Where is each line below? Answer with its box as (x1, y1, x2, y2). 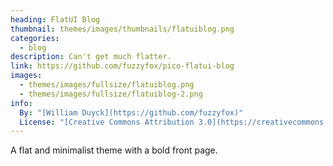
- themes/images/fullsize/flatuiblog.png (19, 80, 195, 90)
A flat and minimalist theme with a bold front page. (10, 144, 218, 156)
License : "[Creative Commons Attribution (19, 117, 195, 127)
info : (10, 98, 33, 108)
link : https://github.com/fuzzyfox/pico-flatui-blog (10, 61, 235, 71)
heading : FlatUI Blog (10, 14, 101, 25)
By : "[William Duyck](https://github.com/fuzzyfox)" (19, 107, 244, 118)
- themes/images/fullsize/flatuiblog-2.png (19, 89, 203, 99)
